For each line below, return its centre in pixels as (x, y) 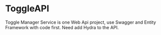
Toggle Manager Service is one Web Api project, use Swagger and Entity (81, 22)
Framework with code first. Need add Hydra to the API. (62, 27)
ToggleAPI (27, 9)
